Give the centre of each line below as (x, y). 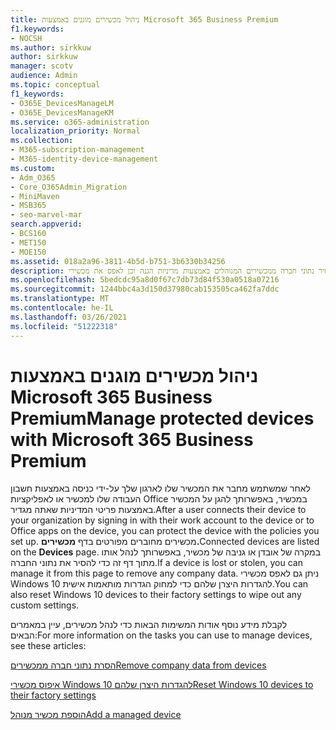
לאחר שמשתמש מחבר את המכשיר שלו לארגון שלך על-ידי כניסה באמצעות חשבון (160, 488)
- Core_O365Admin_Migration (69, 187)
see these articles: (48, 646)
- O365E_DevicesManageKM (62, 112)
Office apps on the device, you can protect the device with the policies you (165, 531)
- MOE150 (28, 252)
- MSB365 (28, 206)
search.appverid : (46, 224)
